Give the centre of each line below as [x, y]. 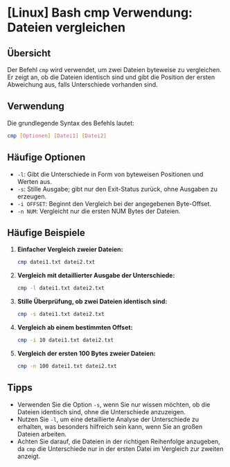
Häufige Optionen [46, 158]
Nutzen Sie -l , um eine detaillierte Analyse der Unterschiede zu [108, 419]
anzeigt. [29, 456]
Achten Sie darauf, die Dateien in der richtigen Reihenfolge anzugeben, [118, 441]
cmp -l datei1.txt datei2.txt [61, 288]
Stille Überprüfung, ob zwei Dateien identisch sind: [92, 302]
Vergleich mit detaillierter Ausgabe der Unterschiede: [96, 275]
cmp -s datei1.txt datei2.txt [61, 314]
